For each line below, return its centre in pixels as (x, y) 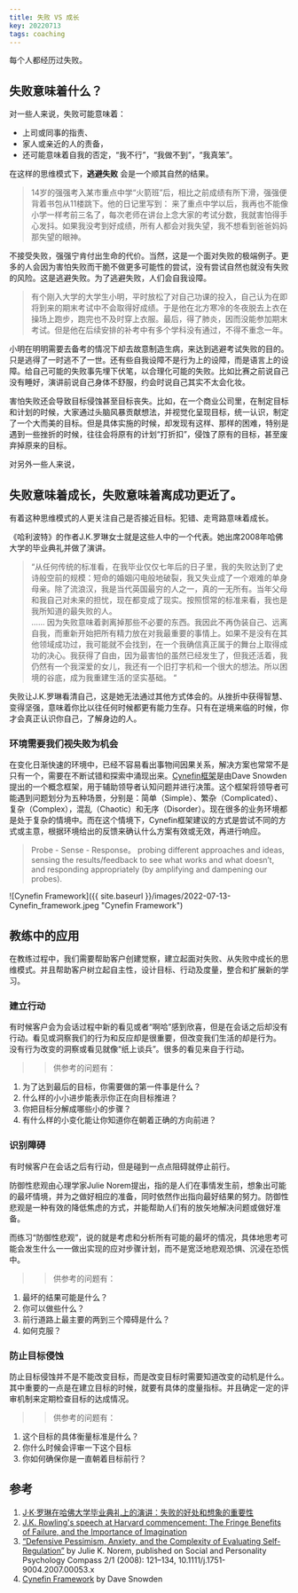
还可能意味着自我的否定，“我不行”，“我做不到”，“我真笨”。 (129, 155)
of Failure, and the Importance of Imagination (105, 1532)
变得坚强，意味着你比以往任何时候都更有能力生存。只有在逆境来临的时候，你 (149, 707)
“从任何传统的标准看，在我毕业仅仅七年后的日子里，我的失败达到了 (153, 567)
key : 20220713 (35, 26)
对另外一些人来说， (44, 464)
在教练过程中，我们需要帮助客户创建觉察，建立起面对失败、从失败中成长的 (145, 959)
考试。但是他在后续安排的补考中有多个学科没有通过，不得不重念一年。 (159, 330)
